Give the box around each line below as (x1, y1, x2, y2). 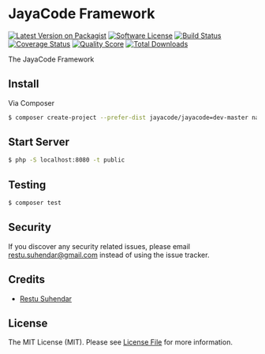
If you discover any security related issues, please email (8, 241, 191, 251)
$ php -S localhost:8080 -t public (8, 156, 125, 164)
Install (8, 77, 39, 91)
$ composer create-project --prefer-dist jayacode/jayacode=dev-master (8, 114, 248, 121)
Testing (8, 178, 47, 192)
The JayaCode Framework (8, 54, 95, 64)
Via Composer (8, 98, 55, 107)
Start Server (8, 136, 69, 149)
